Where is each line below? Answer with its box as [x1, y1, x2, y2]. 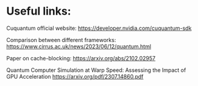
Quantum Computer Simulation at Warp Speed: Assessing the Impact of [6, 66, 186, 74]
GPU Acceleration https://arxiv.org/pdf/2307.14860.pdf [6, 73, 144, 80]
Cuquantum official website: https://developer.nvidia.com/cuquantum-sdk [6, 24, 192, 32]
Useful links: [6, 4, 71, 18]
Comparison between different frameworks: [6, 36, 116, 43]
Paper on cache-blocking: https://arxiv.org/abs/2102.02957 [6, 54, 156, 62]
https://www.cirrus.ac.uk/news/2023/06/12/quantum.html [6, 43, 151, 50]
